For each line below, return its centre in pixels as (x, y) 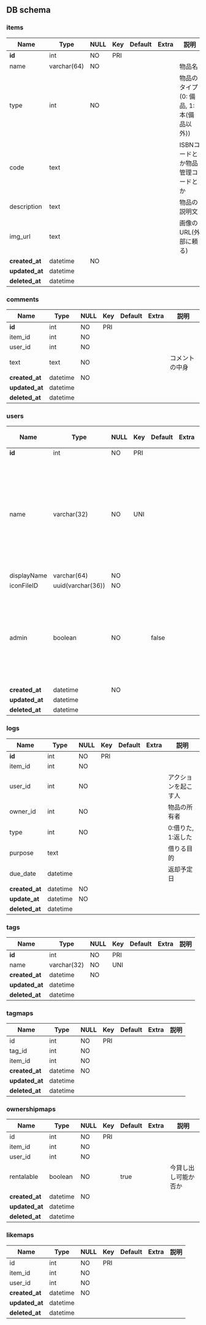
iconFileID (24, 585)
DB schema (29, 10)
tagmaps (20, 1013)
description (26, 206)
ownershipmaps (31, 1109)
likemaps (20, 1235)
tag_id (18, 1051)
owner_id (23, 811)
